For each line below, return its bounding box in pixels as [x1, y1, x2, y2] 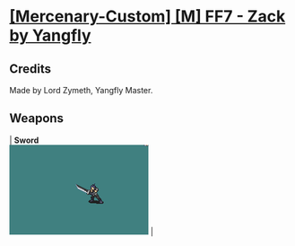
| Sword [9, 135, 39, 145]
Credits [9, 61, 52, 76]
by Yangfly [9, 25, 91, 46]
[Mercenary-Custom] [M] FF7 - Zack [9, 6, 286, 27]
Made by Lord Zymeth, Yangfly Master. [9, 85, 153, 95]
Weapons [9, 110, 65, 127]
